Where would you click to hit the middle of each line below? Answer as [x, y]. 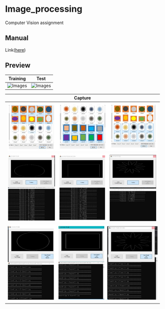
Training [17, 79]
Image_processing [44, 9]
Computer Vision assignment [34, 23]
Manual [17, 38]
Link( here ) [15, 50]
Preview [18, 66]
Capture [82, 98]
